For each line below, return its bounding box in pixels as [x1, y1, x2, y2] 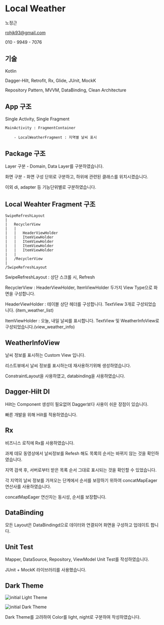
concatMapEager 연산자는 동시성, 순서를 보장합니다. [5, 494, 107, 500]
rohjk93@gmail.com [5, 29, 46, 35]
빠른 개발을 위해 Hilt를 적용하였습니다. [5, 411, 78, 418]
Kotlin [5, 68, 17, 74]
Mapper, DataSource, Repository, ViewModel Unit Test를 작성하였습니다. [5, 556, 149, 563]
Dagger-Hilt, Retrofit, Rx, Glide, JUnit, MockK [5, 77, 96, 84]
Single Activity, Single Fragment [5, 116, 70, 122]
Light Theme [22, 595, 48, 600]
